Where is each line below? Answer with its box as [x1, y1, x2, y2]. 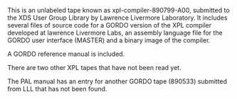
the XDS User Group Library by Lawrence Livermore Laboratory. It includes [7, 13, 228, 22]
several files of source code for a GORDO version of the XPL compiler [7, 21, 212, 29]
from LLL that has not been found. [7, 85, 107, 93]
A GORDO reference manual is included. [7, 49, 125, 58]
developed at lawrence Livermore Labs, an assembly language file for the [7, 28, 223, 37]
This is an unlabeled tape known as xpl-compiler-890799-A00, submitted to [7, 6, 230, 14]
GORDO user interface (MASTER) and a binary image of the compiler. [7, 36, 211, 45]
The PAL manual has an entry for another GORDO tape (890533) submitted [7, 77, 228, 86]
